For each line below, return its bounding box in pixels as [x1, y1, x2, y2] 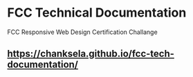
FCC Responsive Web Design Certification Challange [7, 28, 158, 36]
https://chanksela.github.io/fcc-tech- [7, 48, 175, 60]
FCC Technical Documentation [7, 5, 187, 21]
